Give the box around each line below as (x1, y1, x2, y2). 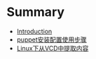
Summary (6, 4, 64, 20)
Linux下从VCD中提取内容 (16, 44, 89, 52)
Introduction (16, 27, 53, 35)
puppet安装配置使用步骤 (16, 35, 87, 44)
